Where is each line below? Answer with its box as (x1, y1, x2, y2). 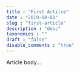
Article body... (6, 58, 41, 66)
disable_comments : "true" (6, 43, 75, 49)
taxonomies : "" (6, 31, 47, 37)
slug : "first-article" (6, 20, 67, 26)
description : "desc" (6, 25, 61, 32)
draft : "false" (6, 37, 47, 43)
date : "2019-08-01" (6, 14, 59, 20)
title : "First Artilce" (6, 8, 69, 15)
